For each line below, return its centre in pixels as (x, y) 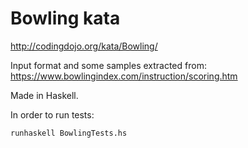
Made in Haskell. (44, 95)
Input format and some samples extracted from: (108, 65)
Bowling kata (65, 18)
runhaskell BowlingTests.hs (69, 133)
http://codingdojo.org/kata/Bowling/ (84, 46)
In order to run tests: (52, 114)
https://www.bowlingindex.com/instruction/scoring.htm (124, 76)
